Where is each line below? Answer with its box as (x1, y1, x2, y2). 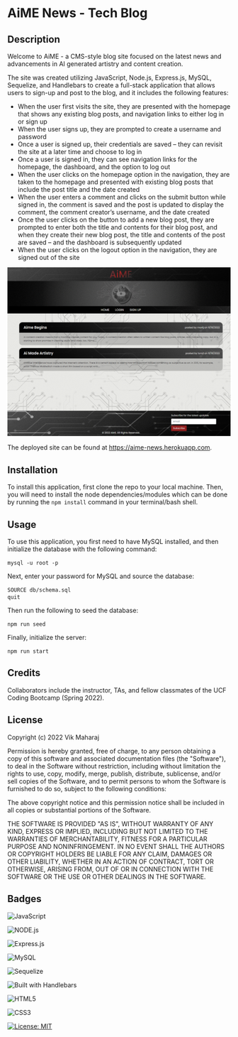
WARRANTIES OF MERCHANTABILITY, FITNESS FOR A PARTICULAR (7, 835, 208, 843)
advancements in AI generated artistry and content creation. (7, 60, 183, 68)
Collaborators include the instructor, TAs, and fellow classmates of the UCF (7, 685, 227, 694)
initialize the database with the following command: (7, 545, 157, 553)
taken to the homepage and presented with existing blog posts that (17, 178, 214, 186)
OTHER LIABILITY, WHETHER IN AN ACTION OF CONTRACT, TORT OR (7, 857, 214, 866)
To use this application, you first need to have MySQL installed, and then (7, 538, 219, 546)
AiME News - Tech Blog (7, 5, 148, 21)
